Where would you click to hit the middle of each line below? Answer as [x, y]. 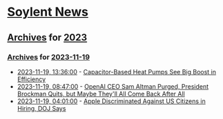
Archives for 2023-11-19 [49, 57]
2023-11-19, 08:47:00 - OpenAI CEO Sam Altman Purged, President [113, 86]
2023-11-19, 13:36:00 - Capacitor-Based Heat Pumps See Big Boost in [116, 72]
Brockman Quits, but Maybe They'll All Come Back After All [101, 94]
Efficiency [31, 79]
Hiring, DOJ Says [41, 108]
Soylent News [48, 12]
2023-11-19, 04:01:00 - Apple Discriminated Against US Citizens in [111, 101]
